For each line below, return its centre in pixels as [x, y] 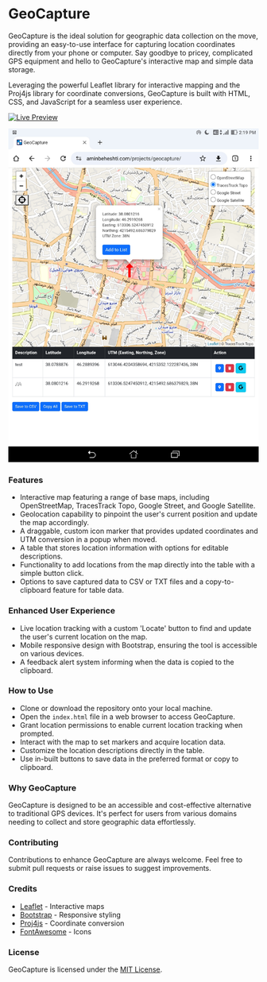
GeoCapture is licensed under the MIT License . [85, 969]
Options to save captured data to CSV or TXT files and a [112, 582]
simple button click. [52, 574]
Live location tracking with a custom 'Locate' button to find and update [135, 628]
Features [26, 480]
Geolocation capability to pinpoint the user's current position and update [139, 514]
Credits [23, 889]
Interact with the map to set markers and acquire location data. [123, 742]
